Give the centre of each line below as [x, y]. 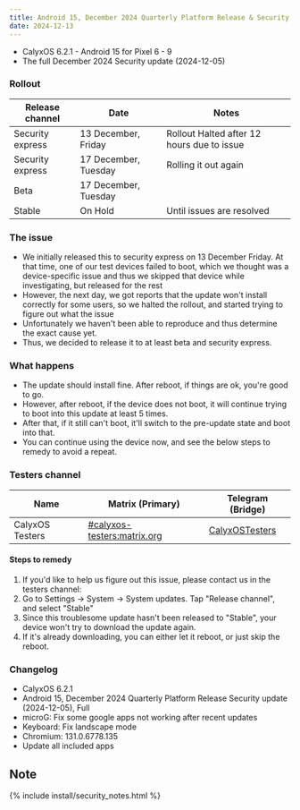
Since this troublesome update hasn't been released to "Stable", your [149, 618]
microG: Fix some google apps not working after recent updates [140, 718]
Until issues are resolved [218, 210]
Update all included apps [68, 746]
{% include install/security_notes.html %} [85, 796]
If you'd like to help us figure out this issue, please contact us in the [146, 579]
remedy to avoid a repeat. [70, 452]
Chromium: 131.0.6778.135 [70, 737]
